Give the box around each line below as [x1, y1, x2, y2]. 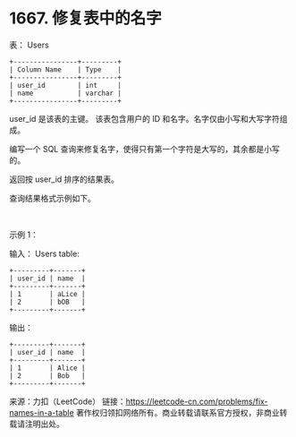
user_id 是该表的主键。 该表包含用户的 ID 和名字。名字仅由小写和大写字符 [9, 113, 280, 124]
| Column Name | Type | [9, 64, 123, 74]
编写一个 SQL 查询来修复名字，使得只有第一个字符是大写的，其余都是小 [9, 143, 273, 154]
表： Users [9, 39, 49, 50]
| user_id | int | [9, 81, 123, 90]
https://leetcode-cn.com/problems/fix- [125, 396, 268, 407]
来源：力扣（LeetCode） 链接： [9, 396, 127, 407]
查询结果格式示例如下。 [9, 193, 96, 203]
